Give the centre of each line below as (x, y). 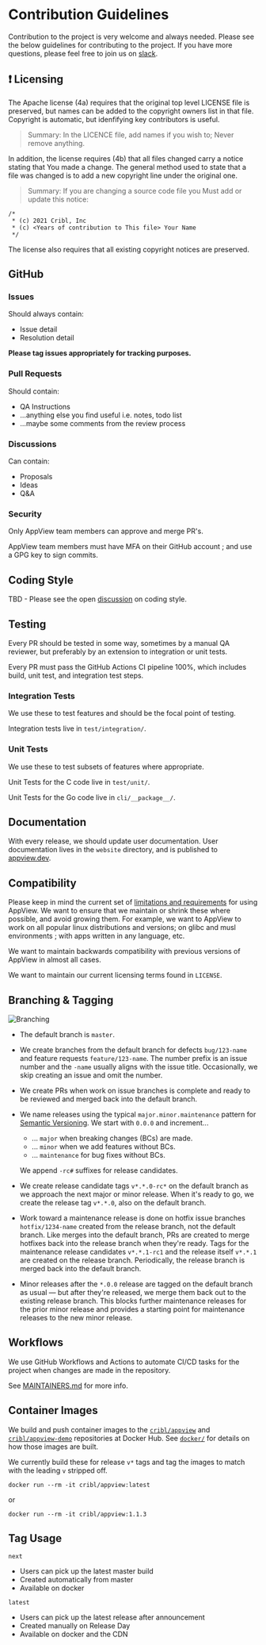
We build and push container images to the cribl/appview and (109, 1429)
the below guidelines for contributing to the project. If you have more (120, 44)
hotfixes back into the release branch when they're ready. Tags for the (134, 1243)
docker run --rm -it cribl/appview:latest (79, 1485)
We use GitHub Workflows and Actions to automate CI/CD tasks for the (124, 1362)
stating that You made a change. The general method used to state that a (127, 167)
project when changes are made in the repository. (89, 1370)
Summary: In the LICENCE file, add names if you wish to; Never (131, 135)
